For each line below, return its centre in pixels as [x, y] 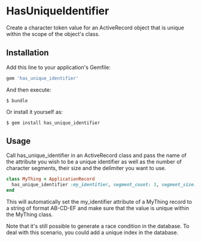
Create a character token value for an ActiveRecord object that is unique [95, 28]
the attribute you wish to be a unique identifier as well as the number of [94, 162]
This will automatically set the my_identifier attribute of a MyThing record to [99, 202]
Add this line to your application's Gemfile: [58, 67]
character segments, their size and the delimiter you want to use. [86, 168]
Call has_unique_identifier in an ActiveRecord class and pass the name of [96, 155]
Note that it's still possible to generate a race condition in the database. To [98, 226]
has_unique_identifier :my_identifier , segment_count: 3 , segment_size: [104, 185]
